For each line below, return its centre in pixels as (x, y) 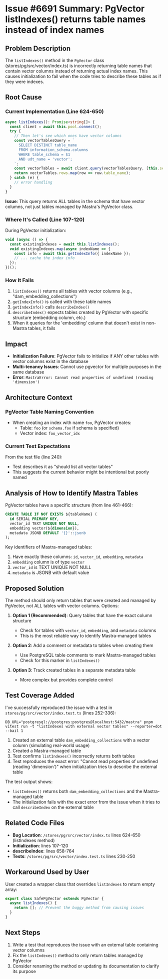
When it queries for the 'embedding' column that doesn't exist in (79, 323)
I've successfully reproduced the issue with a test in (59, 707)
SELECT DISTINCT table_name (48, 145)
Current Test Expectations (38, 446)
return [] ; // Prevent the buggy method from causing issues (79, 908)
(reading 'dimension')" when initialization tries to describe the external (85, 766)
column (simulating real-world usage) (51, 745)
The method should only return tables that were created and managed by (80, 600)
